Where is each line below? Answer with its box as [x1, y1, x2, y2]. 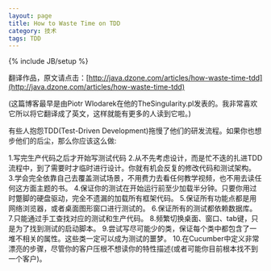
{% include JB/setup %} [8, 56, 89, 66]
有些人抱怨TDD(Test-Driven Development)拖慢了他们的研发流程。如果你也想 [8, 126, 262, 135]
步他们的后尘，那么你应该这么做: [8, 136, 117, 146]
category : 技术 [8, 27, 57, 35]
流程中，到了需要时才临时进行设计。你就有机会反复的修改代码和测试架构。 [8, 163, 256, 173]
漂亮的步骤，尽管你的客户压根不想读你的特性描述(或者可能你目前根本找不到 [8, 244, 259, 254]
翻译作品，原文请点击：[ [8, 73, 90, 83]
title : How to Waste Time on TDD [8, 19, 121, 27]
